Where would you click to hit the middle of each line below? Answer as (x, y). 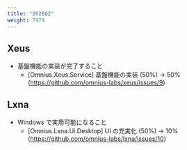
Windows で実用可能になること (62, 122)
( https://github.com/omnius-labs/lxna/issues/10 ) (97, 139)
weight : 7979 (26, 20)
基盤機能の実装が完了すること (60, 66)
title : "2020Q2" (31, 14)
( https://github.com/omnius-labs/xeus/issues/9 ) (96, 83)
